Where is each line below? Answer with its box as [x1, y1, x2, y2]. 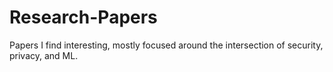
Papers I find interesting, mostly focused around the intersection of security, [9, 39, 324, 51]
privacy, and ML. [9, 49, 79, 61]
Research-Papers [9, 6, 158, 29]
